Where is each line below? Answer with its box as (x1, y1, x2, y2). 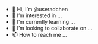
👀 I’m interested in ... (11, 12, 62, 19)
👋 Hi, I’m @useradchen (11, 6, 68, 12)
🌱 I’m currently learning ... (11, 18, 75, 25)
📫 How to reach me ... (11, 32, 67, 38)
